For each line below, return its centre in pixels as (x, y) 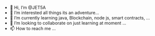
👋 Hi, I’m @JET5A (28, 8)
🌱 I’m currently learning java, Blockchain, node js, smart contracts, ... (80, 18)
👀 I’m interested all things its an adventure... (54, 13)
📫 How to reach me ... (33, 28)
